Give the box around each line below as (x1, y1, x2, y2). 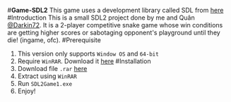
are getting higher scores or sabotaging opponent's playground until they (7, 28, 220, 37)
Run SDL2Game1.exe (17, 79, 73, 87)
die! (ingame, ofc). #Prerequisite (7, 36, 101, 44)
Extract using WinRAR (17, 72, 78, 80)
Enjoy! (17, 87, 36, 95)
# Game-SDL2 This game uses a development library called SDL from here (7, 6, 224, 14)
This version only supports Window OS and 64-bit (17, 49, 159, 58)
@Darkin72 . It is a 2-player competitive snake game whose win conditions (7, 21, 223, 29)
